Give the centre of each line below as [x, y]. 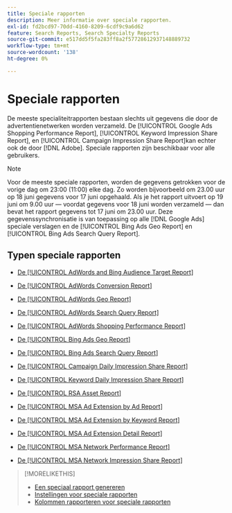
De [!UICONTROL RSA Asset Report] [69, 393]
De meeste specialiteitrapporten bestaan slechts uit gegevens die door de [113, 118]
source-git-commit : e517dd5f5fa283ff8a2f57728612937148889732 [99, 40]
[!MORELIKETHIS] [50, 473]
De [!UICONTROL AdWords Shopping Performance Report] [101, 326]
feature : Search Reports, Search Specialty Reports [83, 33]
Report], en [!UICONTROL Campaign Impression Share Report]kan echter [111, 140]
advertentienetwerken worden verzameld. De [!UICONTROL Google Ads [110, 125]
